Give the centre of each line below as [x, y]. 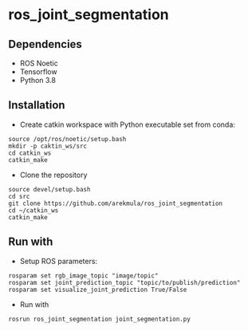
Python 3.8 [37, 80]
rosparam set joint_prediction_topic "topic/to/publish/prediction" [124, 282]
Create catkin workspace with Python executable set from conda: [127, 124]
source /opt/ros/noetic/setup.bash [67, 139]
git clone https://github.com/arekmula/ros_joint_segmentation [116, 203]
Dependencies [45, 44]
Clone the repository [53, 175]
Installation [37, 105]
